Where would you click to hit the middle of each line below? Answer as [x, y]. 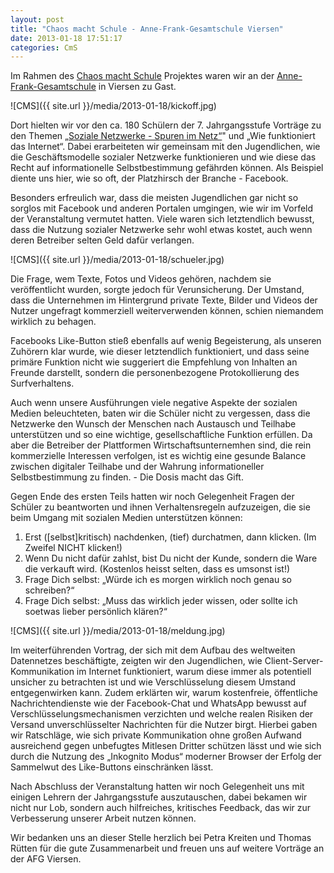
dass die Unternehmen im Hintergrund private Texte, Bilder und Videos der [164, 300]
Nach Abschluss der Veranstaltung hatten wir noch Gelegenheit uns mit [157, 787]
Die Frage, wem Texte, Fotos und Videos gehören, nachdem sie [141, 279]
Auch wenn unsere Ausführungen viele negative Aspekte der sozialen [154, 403]
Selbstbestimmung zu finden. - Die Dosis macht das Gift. [127, 477]
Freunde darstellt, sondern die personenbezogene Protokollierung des [155, 373]
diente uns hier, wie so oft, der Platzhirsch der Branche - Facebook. [149, 178]
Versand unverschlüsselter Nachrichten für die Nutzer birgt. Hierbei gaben [164, 725]
